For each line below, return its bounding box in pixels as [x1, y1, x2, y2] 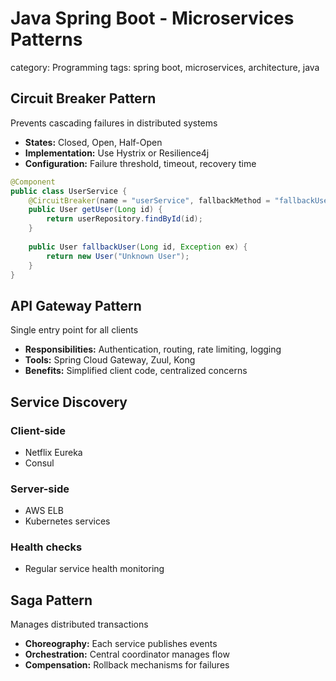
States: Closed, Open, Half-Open [24, 136, 163, 148]
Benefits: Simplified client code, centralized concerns [24, 365, 248, 377]
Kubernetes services [24, 515, 111, 527]
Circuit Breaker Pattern [10, 90, 157, 107]
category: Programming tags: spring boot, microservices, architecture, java [10, 61, 320, 73]
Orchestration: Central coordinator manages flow [24, 648, 230, 661]
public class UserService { [10, 186, 128, 196]
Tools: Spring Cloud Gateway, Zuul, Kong [24, 354, 196, 366]
